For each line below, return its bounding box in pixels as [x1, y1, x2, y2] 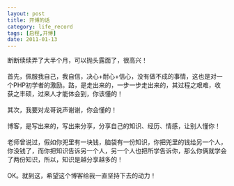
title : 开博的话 [7, 17, 50, 24]
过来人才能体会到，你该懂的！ [37, 90, 123, 98]
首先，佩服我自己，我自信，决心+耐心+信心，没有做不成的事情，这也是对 [7, 72, 217, 81]
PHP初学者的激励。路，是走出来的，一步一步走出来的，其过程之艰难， [13, 81, 215, 89]
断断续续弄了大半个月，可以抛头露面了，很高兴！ [7, 56, 148, 65]
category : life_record [7, 23, 73, 30]
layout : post [7, 10, 45, 17]
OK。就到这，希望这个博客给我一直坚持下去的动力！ [7, 171, 157, 180]
